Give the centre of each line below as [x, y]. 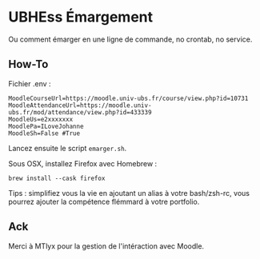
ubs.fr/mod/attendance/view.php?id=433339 [80, 112]
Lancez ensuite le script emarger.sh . [68, 148]
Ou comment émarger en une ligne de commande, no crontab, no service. [130, 39]
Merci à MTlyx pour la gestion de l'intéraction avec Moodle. [106, 246]
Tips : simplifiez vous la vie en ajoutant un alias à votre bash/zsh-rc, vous [129, 193]
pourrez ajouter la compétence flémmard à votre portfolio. [104, 201]
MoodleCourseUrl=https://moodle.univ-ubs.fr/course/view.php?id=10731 [128, 98]
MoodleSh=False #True [44, 133]
